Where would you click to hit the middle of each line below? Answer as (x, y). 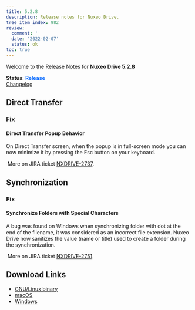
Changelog (19, 84)
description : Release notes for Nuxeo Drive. (63, 17)
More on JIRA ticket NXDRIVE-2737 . (51, 164)
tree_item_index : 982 (33, 22)
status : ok (25, 45)
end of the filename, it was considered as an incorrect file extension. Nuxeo (97, 232)
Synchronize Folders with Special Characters (62, 213)
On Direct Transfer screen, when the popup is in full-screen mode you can (96, 146)
